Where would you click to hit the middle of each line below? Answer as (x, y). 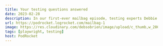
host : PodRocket (21, 36)
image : (12, 27)
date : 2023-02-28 (23, 14)
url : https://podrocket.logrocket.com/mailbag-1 (55, 23)
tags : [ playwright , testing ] (34, 32)
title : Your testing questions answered (47, 9)
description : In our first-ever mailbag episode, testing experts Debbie (81, 18)
